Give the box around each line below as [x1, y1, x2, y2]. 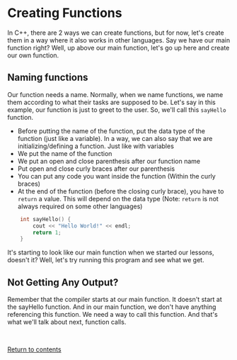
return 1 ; [33, 229, 62, 236]
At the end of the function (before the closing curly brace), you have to [17, 186, 224, 196]
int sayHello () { [20, 215, 71, 223]
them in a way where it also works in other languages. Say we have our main [7, 35, 231, 44]
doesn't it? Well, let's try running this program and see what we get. [7, 256, 204, 264]
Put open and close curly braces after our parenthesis [17, 164, 175, 173]
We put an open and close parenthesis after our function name [17, 157, 200, 165]
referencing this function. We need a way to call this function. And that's [7, 310, 218, 319]
